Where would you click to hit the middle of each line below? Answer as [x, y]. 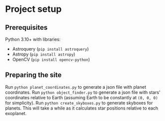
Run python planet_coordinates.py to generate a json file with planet [76, 87]
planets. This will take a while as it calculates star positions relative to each [82, 108]
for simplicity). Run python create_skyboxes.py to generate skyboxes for [79, 103]
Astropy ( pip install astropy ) [44, 54]
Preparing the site [34, 75]
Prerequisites [26, 28]
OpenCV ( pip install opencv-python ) [51, 60]
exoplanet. [16, 113]
